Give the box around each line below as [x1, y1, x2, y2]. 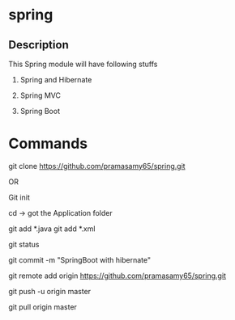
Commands [8, 135, 88, 153]
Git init [8, 192, 30, 202]
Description [8, 38, 69, 52]
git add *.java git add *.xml [8, 224, 96, 234]
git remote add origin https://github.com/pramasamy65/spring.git [8, 271, 227, 280]
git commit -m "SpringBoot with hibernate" [8, 255, 152, 264]
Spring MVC [19, 91, 62, 100]
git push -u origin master [8, 286, 92, 296]
